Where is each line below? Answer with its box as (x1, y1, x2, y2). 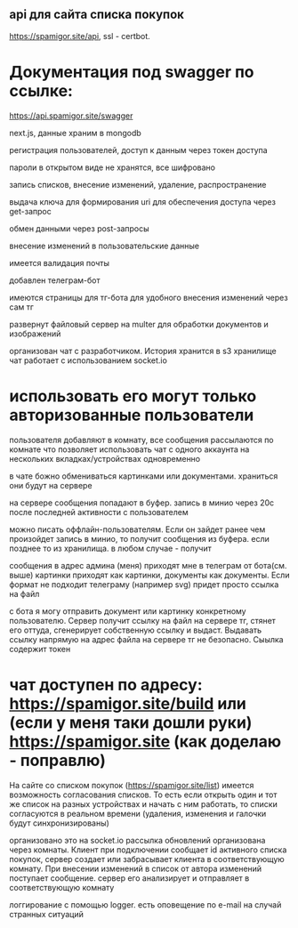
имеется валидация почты (9, 257, 109, 268)
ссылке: (9, 81, 74, 101)
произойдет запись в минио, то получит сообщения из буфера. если (9, 533, 270, 544)
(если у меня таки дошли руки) (9, 712, 253, 732)
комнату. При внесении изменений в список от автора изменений (9, 863, 262, 874)
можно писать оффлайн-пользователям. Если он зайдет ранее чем (9, 524, 266, 535)
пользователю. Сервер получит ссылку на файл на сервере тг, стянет (9, 615, 276, 625)
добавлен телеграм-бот (9, 275, 101, 286)
